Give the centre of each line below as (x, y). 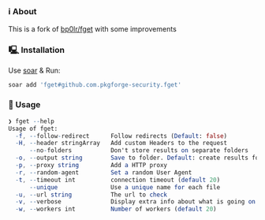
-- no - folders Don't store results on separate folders (138, 151)
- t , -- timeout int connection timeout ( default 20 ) (118, 180)
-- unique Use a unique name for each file (125, 187)
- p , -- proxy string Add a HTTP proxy (91, 166)
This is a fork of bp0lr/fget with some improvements (93, 29)
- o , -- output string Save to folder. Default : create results (132, 158)
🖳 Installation (37, 50)
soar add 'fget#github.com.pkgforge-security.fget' (95, 84)
